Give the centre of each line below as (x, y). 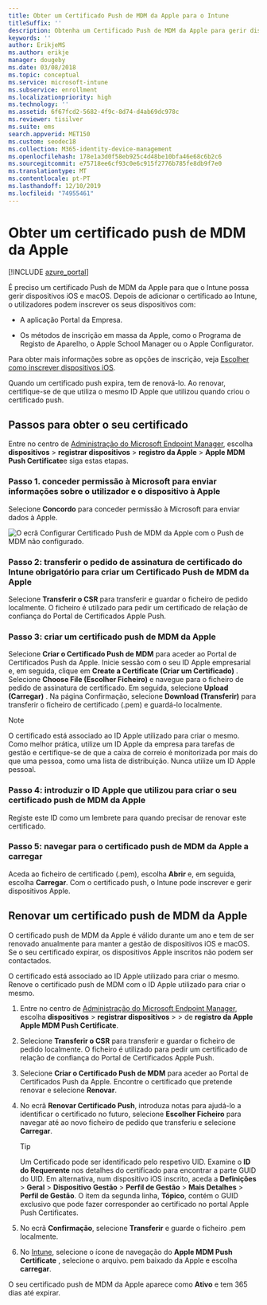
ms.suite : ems (32, 127)
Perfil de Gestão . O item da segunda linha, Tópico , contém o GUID (129, 1195)
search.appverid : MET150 (49, 134)
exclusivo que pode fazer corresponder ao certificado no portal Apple (134, 1204)
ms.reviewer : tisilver (46, 120)
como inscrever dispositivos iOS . (62, 367)
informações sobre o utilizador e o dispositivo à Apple (114, 492)
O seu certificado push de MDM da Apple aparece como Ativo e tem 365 (128, 1284)
